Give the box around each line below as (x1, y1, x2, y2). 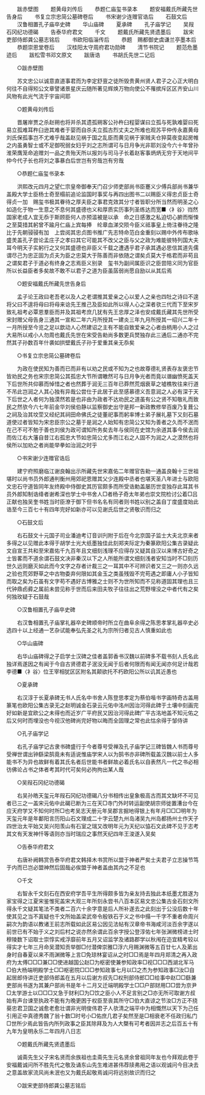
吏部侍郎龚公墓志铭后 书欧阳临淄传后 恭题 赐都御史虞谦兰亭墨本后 (6, 36, 196, 43)
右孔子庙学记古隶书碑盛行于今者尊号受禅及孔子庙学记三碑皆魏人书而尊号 (16, 743, 199, 750)
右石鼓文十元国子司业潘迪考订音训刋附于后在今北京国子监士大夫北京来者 (16, 532, 199, 539)
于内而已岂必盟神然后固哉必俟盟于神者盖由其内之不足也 (6, 864, 145, 871)
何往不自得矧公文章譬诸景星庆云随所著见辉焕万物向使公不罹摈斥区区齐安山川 (6, 85, 199, 92)
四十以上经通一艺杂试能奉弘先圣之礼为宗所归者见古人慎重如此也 (11, 627, 172, 633)
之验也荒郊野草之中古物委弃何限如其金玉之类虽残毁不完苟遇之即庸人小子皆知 (6, 570, 199, 577)
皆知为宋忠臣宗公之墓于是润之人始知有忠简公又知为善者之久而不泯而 (27, 419, 199, 425)
